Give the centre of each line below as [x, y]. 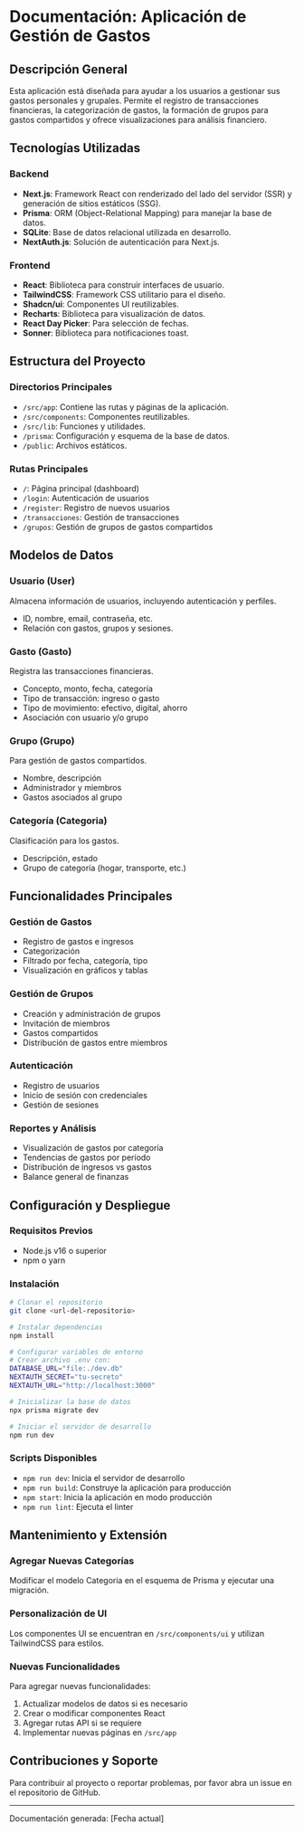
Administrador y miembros [72, 788]
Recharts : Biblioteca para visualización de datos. [114, 313]
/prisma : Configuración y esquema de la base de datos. [126, 435]
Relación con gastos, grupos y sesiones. [98, 628]
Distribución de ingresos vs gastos [87, 1167]
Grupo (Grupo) [42, 741]
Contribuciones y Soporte [84, 1761]
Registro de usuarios [61, 1085]
